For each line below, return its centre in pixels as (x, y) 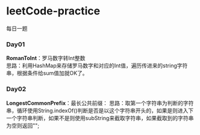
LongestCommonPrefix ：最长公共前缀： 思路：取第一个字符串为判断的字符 (100, 103)
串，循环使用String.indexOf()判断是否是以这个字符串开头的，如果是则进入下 (100, 110)
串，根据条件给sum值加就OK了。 (47, 73)
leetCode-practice (53, 11)
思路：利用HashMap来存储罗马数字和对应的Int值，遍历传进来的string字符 (97, 66)
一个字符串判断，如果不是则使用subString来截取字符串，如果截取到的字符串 (100, 118)
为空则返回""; (23, 125)
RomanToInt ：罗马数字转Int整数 (46, 58)
